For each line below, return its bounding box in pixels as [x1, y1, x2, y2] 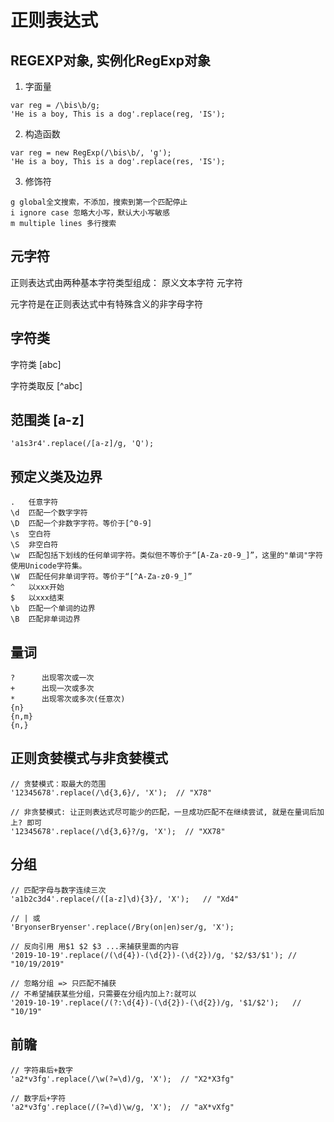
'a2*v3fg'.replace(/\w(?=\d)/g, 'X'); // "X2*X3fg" [10, 1074, 235, 1084]
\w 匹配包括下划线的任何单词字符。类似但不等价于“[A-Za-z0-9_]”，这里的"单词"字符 [10, 551, 323, 561]
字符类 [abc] [10, 358, 62, 370]
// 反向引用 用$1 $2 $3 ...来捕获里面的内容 [10, 941, 180, 951]
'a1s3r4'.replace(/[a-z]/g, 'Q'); [10, 439, 155, 449]
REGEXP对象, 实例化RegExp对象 [10, 52, 212, 69]
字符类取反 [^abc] [10, 379, 83, 391]
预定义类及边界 [10, 468, 103, 485]
